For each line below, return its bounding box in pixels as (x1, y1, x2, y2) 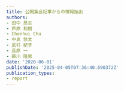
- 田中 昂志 (6, 20, 33, 26)
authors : (6, 14, 28, 20)
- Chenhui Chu (6, 31, 42, 37)
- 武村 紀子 (6, 43, 33, 48)
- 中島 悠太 (6, 37, 33, 43)
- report (6, 75, 28, 81)
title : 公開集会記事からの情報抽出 (6, 8, 83, 15)
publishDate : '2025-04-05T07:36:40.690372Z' (6, 64, 119, 71)
